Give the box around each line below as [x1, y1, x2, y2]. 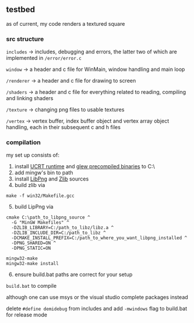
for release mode [6, 311, 48, 318]
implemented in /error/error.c [6, 55, 82, 62]
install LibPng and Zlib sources [14, 175, 89, 182]
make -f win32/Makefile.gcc [6, 193, 75, 199]
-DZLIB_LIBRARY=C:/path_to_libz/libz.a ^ [11, 225, 114, 231]
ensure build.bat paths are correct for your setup [14, 271, 133, 278]
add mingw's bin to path [14, 169, 73, 176]
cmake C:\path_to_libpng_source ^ [6, 215, 91, 220]
